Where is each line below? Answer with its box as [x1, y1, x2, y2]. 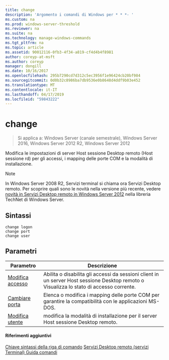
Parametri [5, 247, 37, 255]
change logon [5, 225, 33, 230]
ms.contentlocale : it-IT [5, 87, 57, 92]
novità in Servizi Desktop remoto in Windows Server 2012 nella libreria [5, 191, 151, 197]
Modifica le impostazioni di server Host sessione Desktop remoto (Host [5, 150, 153, 157]
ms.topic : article [5, 45, 44, 50]
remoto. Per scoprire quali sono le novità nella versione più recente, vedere [5, 186, 161, 192]
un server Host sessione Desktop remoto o [43, 277, 144, 284]
